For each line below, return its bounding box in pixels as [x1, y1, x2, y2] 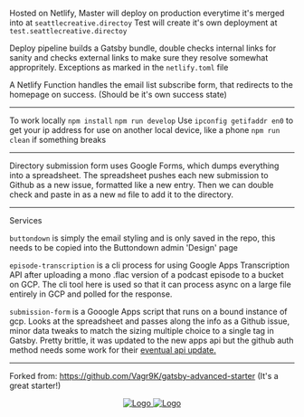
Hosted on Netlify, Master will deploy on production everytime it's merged [9, 8, 285, 18]
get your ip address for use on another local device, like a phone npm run [9, 125, 280, 135]
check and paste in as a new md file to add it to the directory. [9, 189, 233, 200]
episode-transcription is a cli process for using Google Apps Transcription [9, 260, 290, 270]
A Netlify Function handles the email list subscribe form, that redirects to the [9, 80, 294, 90]
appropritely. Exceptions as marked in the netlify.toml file [9, 62, 229, 72]
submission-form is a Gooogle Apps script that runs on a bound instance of [9, 307, 288, 317]
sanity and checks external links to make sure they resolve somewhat [9, 52, 269, 62]
